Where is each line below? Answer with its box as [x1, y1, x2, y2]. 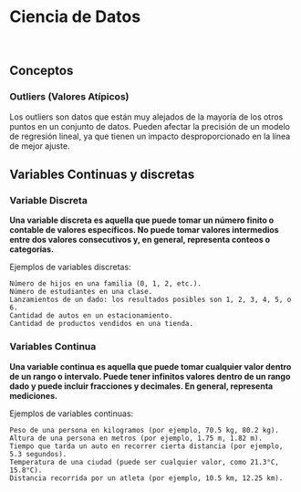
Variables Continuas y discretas [9, 167, 195, 183]
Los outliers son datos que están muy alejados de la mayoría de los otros [9, 111, 284, 122]
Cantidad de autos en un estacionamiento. [9, 311, 173, 320]
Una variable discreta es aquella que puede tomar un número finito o [9, 215, 275, 225]
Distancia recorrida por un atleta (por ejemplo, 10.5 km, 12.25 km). [9, 473, 284, 483]
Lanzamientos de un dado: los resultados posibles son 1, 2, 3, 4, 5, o [9, 295, 292, 305]
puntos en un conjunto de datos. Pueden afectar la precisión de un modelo [9, 120, 290, 131]
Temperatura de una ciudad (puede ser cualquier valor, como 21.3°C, [9, 457, 280, 466]
